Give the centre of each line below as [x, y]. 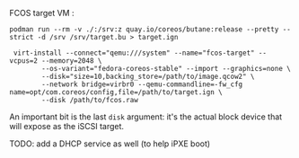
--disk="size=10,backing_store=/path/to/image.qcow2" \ [148, 76]
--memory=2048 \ [72, 61]
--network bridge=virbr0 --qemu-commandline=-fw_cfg [142, 84]
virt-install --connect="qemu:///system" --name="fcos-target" [134, 53]
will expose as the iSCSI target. [66, 126]
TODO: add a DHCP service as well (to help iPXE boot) [110, 144]
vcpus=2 [24, 61]
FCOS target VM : [42, 13]
